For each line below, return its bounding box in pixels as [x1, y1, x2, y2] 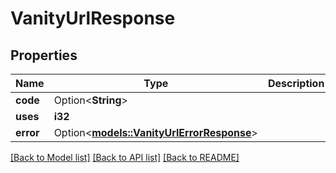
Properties [10, 47, 78, 64]
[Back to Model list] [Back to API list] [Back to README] [10, 152, 240, 163]
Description [267, 77, 325, 90]
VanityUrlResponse [10, 7, 176, 30]
